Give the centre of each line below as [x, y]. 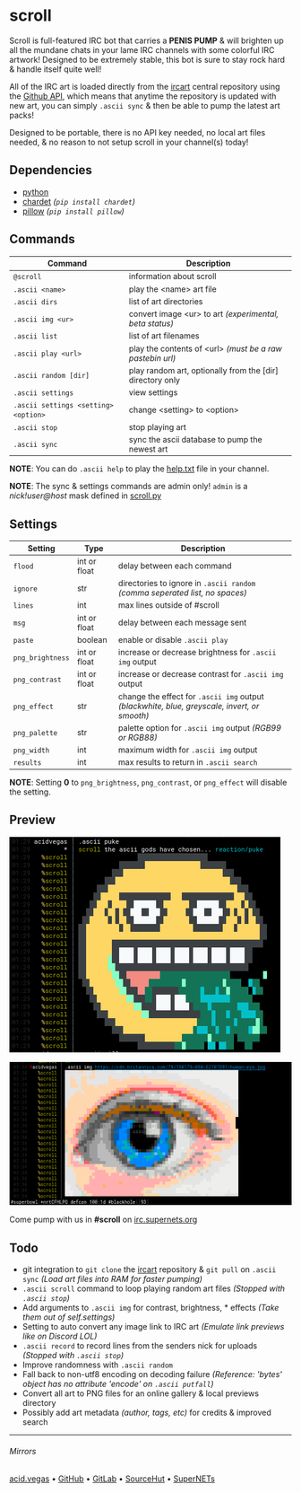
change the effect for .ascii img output [191, 696]
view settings [153, 392]
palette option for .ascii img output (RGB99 [200, 727]
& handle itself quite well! [56, 69]
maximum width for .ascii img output [188, 750]
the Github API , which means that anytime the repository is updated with [143, 96]
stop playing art [157, 426]
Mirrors [23, 1451]
